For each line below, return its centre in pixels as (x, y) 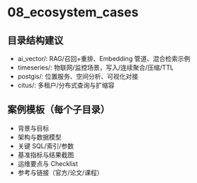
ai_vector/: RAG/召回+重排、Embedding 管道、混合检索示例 (104, 59)
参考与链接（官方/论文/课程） (60, 172)
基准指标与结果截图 (46, 155)
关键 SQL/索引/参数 (46, 145)
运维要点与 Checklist (47, 163)
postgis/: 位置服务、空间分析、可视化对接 (78, 76)
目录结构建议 (35, 40)
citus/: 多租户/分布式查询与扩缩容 (66, 85)
